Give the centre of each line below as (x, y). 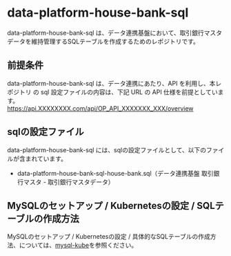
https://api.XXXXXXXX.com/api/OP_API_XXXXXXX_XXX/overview (101, 108)
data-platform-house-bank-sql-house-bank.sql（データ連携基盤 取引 (115, 173)
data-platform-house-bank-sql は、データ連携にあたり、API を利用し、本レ (114, 83)
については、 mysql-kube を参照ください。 (78, 245)
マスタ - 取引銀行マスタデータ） (69, 182)
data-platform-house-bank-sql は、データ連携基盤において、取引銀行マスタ (115, 33)
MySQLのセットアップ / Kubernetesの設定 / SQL (111, 205)
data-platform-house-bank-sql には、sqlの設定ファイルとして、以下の (107, 149)
